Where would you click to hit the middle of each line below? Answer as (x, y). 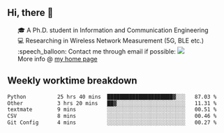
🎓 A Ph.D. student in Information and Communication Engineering (113, 30)
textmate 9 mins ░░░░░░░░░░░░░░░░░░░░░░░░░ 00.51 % (112, 110)
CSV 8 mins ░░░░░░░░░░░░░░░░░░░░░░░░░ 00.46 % (112, 116)
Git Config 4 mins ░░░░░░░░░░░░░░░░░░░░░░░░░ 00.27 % (112, 123)
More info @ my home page (57, 58)
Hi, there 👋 (30, 13)
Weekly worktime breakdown (72, 81)
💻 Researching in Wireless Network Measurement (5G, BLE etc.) (111, 40)
